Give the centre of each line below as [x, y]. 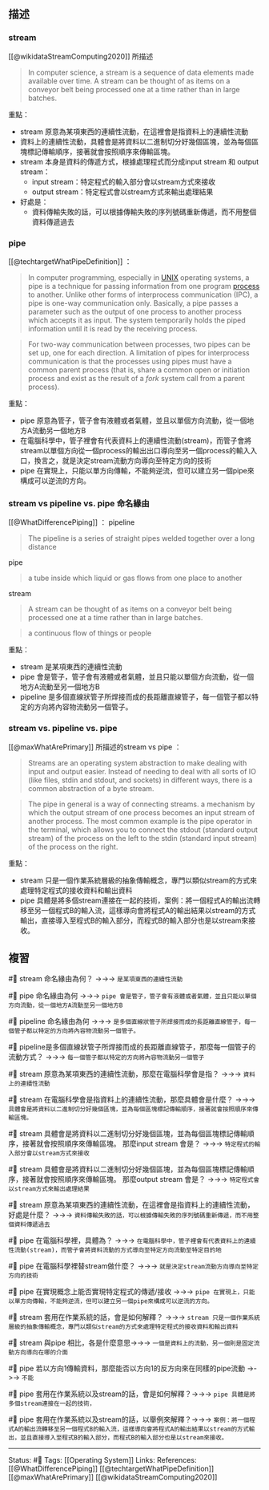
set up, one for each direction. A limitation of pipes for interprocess [139, 352]
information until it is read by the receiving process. [112, 328]
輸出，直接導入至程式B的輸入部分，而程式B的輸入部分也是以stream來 [134, 920]
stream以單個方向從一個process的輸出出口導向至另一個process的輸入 [135, 450]
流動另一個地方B [59, 430]
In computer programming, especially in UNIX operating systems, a [139, 277]
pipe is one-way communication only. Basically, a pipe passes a [133, 302]
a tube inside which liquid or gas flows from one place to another [135, 578]
